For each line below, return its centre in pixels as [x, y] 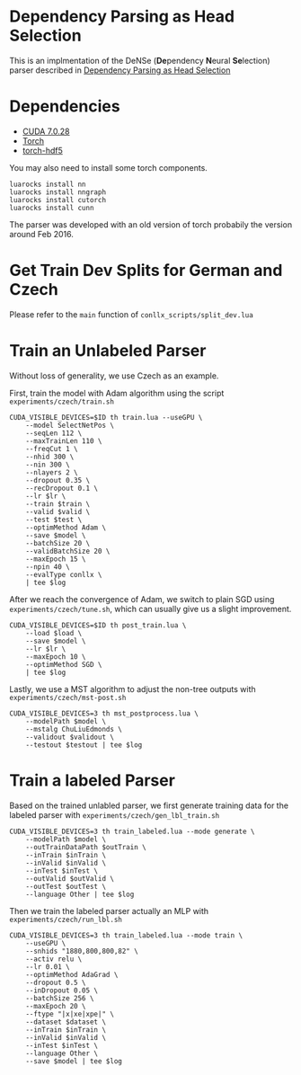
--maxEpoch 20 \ [56, 1006]
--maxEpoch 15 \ [56, 559]
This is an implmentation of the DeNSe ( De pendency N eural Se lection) [140, 60]
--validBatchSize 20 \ [68, 551]
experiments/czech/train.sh [62, 402]
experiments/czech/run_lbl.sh [66, 920]
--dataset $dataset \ [66, 1022]
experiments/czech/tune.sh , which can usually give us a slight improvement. [150, 609]
